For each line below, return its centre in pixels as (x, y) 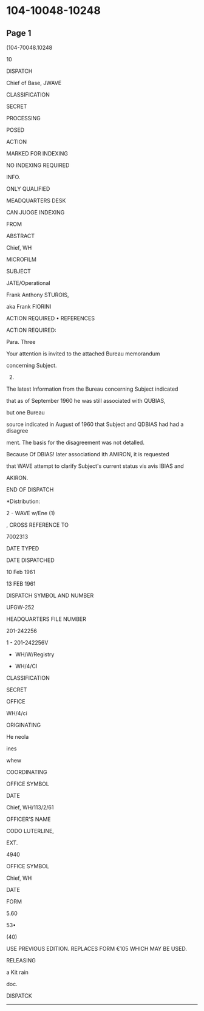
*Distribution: (23, 501)
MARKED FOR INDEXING (37, 153)
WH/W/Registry (35, 654)
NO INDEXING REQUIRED (38, 165)
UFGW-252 (20, 607)
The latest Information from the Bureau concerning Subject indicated (92, 389)
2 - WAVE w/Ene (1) (31, 513)
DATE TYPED (23, 548)
